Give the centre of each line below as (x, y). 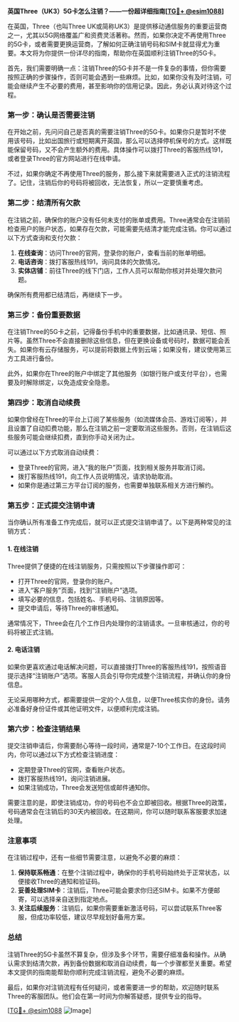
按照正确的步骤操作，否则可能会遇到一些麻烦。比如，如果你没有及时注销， (116, 77)
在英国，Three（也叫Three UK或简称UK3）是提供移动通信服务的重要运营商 (117, 26)
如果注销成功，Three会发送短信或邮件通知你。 (86, 788)
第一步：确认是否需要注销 (51, 115)
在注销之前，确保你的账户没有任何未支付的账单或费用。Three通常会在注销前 (119, 219)
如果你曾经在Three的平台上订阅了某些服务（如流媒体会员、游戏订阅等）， (114, 419)
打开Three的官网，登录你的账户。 (67, 581)
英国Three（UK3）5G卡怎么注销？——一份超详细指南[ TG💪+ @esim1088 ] (116, 11)
